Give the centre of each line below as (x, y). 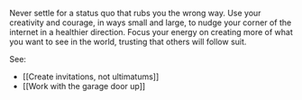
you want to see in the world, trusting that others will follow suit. (128, 41)
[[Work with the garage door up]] (84, 86)
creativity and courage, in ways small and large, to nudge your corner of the (151, 23)
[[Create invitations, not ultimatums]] (91, 77)
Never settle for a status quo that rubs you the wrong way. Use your (135, 13)
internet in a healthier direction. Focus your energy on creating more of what (151, 32)
